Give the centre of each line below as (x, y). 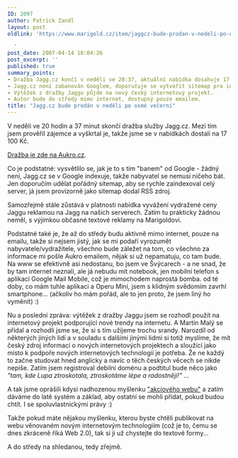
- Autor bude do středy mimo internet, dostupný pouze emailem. (104, 99)
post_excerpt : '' (33, 60)
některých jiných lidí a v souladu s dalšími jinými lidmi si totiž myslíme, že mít (119, 338)
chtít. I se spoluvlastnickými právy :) (60, 404)
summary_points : (31, 73)
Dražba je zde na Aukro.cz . (47, 155)
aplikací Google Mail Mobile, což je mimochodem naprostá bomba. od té (113, 279)
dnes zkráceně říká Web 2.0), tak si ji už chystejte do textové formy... (108, 433)
